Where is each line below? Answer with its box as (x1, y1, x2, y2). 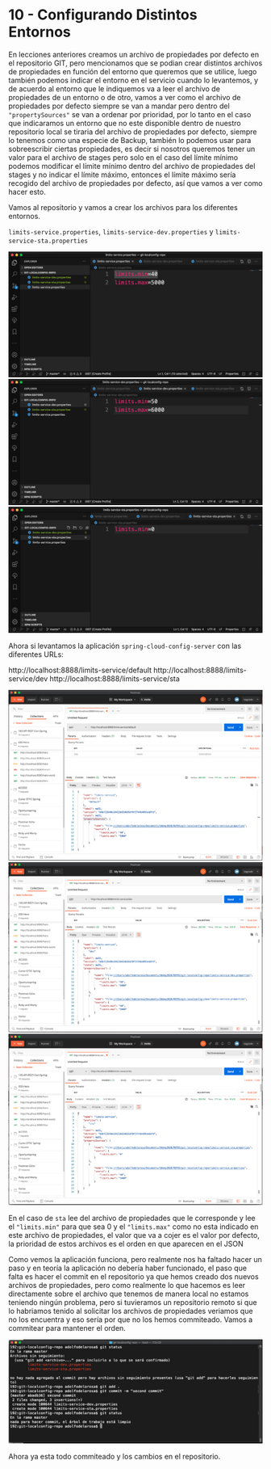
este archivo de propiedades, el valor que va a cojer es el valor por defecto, (8, 1231, 260, 1240)
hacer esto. (8, 187, 46, 196)
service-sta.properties (8, 237, 89, 245)
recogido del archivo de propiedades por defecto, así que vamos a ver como (8, 178, 263, 187)
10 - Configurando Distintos (8, 6, 198, 24)
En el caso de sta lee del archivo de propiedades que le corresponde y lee (8, 1214, 256, 1223)
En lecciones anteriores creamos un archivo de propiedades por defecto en (8, 49, 260, 59)
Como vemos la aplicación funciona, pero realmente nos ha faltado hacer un (8, 1255, 262, 1265)
